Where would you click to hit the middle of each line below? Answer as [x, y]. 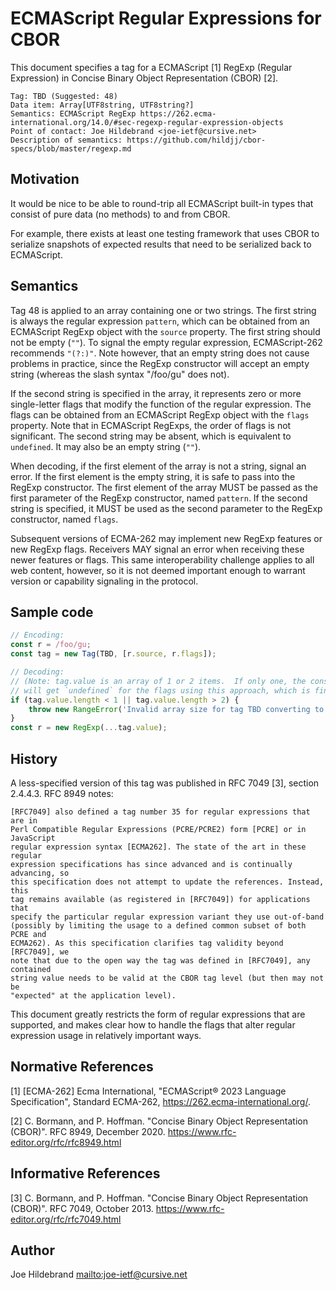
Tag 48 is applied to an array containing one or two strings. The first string [163, 310]
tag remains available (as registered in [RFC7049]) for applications [160, 899]
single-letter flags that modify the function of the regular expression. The [161, 404]
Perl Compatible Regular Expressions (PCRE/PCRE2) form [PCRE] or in [158, 829]
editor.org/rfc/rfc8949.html [66, 1142]
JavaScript [33, 838]
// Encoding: [37, 635]
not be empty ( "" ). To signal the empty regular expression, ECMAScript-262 [166, 342]
